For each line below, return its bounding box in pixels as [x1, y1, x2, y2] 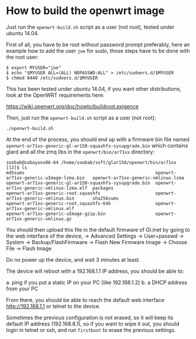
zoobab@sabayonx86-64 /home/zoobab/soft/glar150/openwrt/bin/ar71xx [6, 159, 177, 165]
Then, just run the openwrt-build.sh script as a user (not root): [6, 114, 156, 121]
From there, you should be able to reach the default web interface [6, 296, 165, 303]
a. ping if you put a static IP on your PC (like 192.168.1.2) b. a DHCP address [6, 279, 187, 286]
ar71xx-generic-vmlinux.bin [6, 195, 75, 201]
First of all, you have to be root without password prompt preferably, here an [6, 41, 190, 48]
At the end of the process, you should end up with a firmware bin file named [6, 136, 190, 143]
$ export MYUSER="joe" [6, 64, 61, 71]
